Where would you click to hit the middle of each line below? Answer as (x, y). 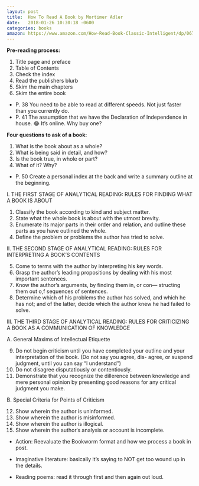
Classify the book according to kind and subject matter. (82, 212)
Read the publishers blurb (47, 81)
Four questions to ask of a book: (47, 135)
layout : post (23, 12)
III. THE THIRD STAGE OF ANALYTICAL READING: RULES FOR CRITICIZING (98, 322)
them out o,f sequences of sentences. (61, 291)
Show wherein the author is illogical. (59, 424)
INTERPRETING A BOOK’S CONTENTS (53, 255)
